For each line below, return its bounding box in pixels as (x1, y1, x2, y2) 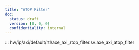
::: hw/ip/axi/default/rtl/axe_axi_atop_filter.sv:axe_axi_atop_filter (5, 39, 135, 45)
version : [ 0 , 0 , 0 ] (9, 21, 50, 26)
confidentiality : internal (9, 26, 66, 31)
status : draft (9, 16, 39, 21)
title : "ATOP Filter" (5, 7, 50, 12)
